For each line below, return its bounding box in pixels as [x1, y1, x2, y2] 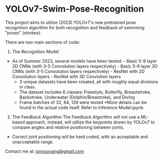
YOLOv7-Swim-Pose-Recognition [5, 3, 145, 15]
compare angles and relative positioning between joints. [12, 124, 125, 130]
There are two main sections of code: [5, 39, 80, 45]
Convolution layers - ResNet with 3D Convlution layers [12, 73, 121, 79]
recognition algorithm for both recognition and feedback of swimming [5, 24, 145, 30]
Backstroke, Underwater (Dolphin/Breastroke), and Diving [19, 94, 135, 100]
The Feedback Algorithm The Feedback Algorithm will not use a [12, 114, 140, 120]
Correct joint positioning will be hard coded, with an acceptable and [12, 134, 148, 140]
